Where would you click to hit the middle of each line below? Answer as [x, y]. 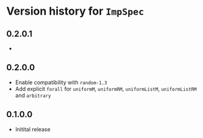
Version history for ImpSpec [75, 11]
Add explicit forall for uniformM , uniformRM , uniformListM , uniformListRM [106, 89]
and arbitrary [33, 95]
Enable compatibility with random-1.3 [61, 82]
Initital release [33, 129]
